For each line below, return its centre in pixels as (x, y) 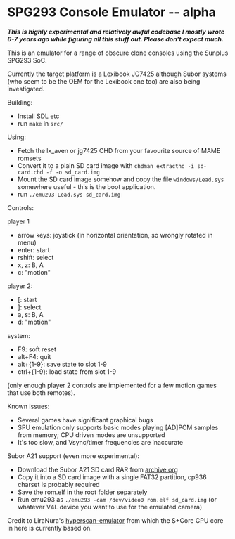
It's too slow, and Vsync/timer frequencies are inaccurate (100, 442)
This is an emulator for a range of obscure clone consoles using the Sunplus (118, 53)
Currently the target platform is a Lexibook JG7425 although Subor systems (117, 74)
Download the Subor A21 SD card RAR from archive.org (97, 469)
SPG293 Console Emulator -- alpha (112, 12)
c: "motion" (34, 272)
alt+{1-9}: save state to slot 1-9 (62, 364)
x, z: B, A (30, 265)
